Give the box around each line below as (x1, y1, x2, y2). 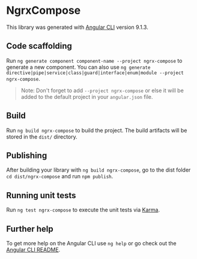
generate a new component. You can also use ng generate (6, 63, 151, 70)
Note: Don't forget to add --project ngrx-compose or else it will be (20, 87, 184, 94)
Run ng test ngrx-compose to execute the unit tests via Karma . (6, 206, 160, 214)
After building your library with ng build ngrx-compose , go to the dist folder (6, 166, 191, 173)
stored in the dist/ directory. (6, 133, 78, 140)
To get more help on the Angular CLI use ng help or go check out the (6, 240, 177, 247)
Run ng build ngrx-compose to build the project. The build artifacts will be (6, 126, 187, 134)
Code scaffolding (6, 41, 72, 51)
